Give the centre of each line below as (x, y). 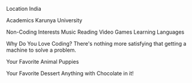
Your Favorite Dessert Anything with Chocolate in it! (70, 73)
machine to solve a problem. (41, 50)
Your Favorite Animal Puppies (43, 62)
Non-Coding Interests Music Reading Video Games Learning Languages (95, 32)
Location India (24, 9)
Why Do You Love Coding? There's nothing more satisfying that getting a (96, 44)
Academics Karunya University (44, 20)
